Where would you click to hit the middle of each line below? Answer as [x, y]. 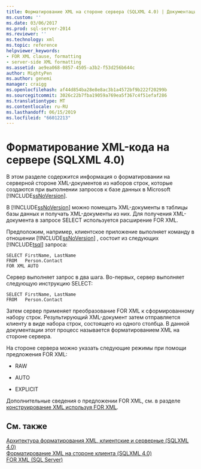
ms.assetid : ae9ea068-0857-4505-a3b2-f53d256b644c [71, 67]
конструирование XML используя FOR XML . [62, 407]
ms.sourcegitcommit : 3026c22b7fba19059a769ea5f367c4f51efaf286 [87, 95]
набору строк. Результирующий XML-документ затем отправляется [93, 317]
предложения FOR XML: [37, 354]
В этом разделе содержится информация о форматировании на [88, 177]
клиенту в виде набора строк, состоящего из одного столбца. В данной [98, 324]
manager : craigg [26, 85]
